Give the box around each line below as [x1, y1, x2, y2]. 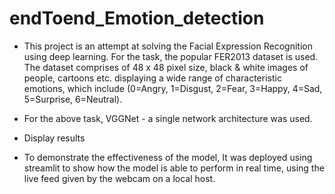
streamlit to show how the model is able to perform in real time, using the [23, 162, 325, 174]
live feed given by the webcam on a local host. [23, 172, 216, 184]
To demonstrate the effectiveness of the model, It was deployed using [23, 151, 313, 163]
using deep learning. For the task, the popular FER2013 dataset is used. [23, 50, 319, 62]
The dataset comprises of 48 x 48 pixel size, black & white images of [23, 61, 309, 73]
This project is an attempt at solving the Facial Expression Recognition [23, 40, 313, 52]
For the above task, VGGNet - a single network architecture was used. [23, 112, 313, 124]
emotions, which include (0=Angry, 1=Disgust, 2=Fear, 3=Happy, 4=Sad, [23, 82, 323, 94]
